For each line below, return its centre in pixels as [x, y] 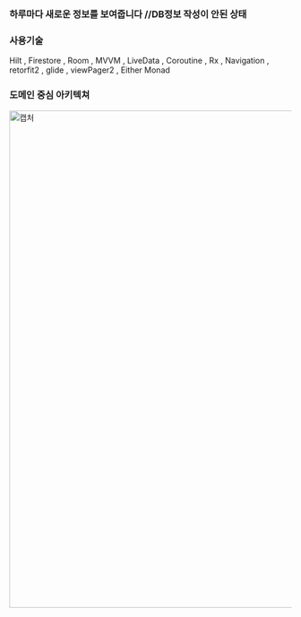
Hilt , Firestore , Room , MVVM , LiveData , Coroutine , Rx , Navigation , [139, 61]
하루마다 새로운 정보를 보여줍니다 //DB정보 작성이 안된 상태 [128, 13]
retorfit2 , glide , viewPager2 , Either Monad [90, 70]
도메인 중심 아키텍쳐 [50, 95]
